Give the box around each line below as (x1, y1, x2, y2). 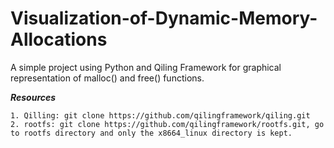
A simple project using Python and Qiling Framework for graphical (10, 61, 282, 73)
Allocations (10, 28, 108, 51)
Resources (10, 91, 57, 103)
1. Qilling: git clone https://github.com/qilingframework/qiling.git (10, 110, 311, 121)
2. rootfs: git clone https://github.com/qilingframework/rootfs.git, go (10, 119, 325, 129)
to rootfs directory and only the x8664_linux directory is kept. (10, 128, 293, 138)
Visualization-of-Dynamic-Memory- (10, 7, 318, 30)
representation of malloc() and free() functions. (10, 72, 205, 84)
